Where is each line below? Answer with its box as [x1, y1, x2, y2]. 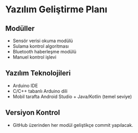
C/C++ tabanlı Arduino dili [12, 88, 68, 94]
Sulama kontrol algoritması [12, 43, 69, 49]
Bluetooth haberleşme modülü [12, 49, 77, 54]
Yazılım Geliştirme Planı [5, 4, 107, 15]
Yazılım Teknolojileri [5, 69, 71, 78]
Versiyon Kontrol [5, 108, 60, 117]
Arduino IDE [12, 82, 38, 88]
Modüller [5, 24, 35, 33]
